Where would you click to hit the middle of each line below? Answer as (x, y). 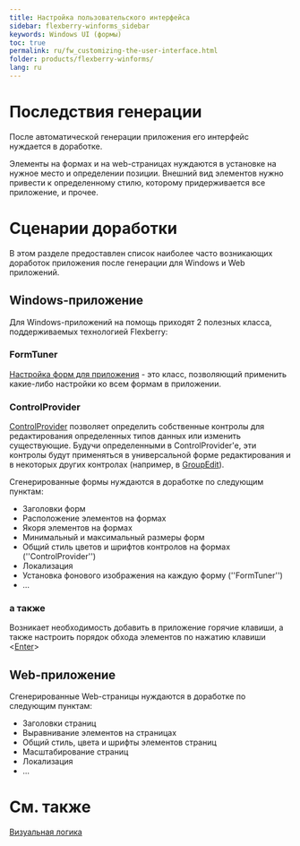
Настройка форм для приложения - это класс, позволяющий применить (148, 374)
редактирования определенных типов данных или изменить (125, 436)
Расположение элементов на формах (94, 518)
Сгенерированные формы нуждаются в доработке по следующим (137, 482)
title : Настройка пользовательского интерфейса (100, 17)
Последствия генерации (106, 112)
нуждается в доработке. (56, 146)
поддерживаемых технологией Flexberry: (89, 332)
